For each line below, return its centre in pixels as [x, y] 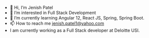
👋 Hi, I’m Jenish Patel [31, 8]
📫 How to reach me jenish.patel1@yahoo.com [57, 23]
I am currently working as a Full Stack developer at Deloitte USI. [75, 30]
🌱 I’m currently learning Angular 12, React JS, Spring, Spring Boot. [77, 18]
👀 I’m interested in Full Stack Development [53, 13]
